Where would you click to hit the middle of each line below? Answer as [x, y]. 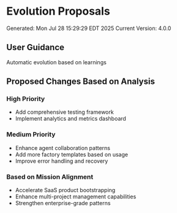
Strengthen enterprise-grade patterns [63, 203]
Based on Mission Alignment [50, 177]
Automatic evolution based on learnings [57, 62]
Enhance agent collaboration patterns [63, 148]
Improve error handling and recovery [62, 161]
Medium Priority [31, 135]
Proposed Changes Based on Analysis [81, 82]
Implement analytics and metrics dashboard [71, 119]
